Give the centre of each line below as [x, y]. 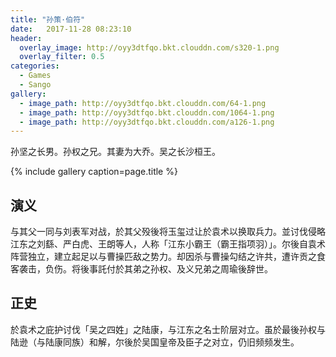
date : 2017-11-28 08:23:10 [71, 29]
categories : [35, 66]
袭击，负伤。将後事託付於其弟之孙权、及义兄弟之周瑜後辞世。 [145, 269]
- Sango [35, 85]
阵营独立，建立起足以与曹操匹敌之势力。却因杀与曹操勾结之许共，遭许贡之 [163, 257]
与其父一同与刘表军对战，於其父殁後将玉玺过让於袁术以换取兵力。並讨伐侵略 [168, 232]
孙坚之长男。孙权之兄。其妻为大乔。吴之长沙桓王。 [115, 152]
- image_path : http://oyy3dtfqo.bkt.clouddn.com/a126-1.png [147, 122]
